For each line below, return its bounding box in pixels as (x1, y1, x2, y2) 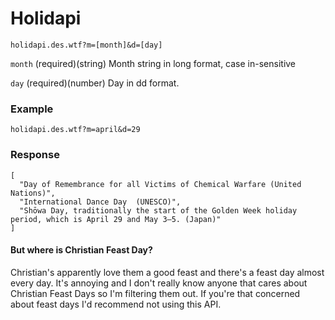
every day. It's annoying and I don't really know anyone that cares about (10, 277, 308, 289)
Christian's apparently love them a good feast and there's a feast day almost (10, 266, 325, 278)
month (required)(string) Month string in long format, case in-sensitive (10, 57, 297, 69)
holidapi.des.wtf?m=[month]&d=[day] (10, 40, 163, 50)
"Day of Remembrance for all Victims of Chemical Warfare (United (19, 179, 302, 189)
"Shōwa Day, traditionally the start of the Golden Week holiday (19, 205, 298, 216)
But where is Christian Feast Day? (10, 244, 153, 256)
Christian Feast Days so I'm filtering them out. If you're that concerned (10, 287, 301, 299)
